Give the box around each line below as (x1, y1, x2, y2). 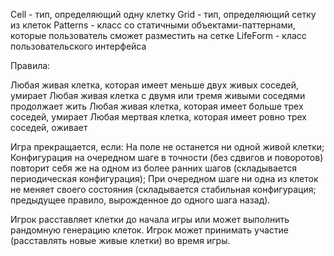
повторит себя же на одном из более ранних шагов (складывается (10, 162, 298, 174)
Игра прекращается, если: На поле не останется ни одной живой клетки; (10, 141, 325, 153)
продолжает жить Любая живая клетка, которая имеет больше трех (10, 100, 304, 112)
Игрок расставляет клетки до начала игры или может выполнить (10, 214, 290, 225)
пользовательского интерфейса (10, 40, 147, 52)
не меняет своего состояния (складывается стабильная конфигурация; (10, 184, 317, 195)
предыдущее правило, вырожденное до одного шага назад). (10, 194, 271, 206)
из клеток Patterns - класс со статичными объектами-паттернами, (10, 19, 296, 31)
